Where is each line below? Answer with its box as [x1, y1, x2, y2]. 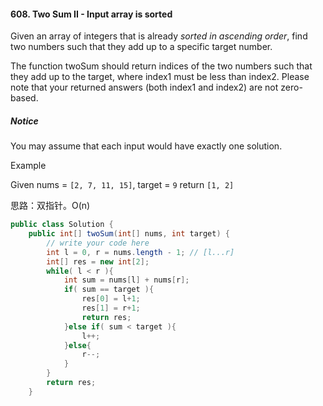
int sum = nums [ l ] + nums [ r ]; [63, 275, 190, 285]
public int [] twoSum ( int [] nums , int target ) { [28, 229, 230, 239]
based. [10, 92, 39, 104]
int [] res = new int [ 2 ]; [46, 256, 150, 267]
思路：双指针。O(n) [10, 200, 91, 212]
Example [10, 160, 47, 172]
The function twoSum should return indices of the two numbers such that [10, 60, 313, 72]
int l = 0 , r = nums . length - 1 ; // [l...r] [46, 247, 235, 257]
